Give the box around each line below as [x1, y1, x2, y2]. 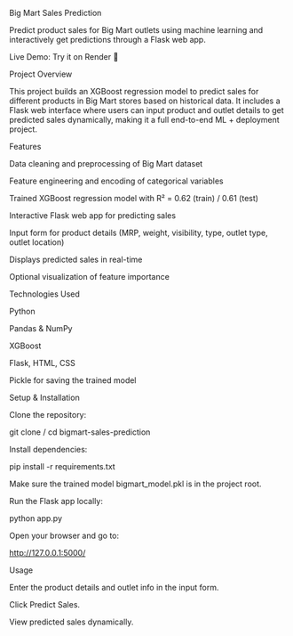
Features [9, 142, 42, 151]
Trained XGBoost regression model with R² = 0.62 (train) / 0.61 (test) [9, 193, 259, 203]
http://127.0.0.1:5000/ [9, 548, 86, 558]
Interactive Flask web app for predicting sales [9, 210, 176, 221]
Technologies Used [9, 289, 80, 299]
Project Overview [9, 69, 73, 79]
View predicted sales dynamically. [9, 616, 134, 627]
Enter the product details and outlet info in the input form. [9, 583, 219, 592]
